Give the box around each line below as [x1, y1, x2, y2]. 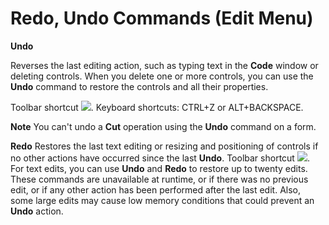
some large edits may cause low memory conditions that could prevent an [10, 194, 315, 206]
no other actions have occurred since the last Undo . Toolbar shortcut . [10, 152, 310, 164]
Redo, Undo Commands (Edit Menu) [10, 7, 314, 30]
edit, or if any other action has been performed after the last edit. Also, [10, 183, 302, 196]
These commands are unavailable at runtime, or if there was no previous [10, 173, 309, 185]
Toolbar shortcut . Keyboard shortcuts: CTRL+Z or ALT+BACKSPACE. [10, 101, 304, 113]
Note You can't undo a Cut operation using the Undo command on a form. [10, 120, 317, 132]
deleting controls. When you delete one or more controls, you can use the [10, 70, 314, 82]
